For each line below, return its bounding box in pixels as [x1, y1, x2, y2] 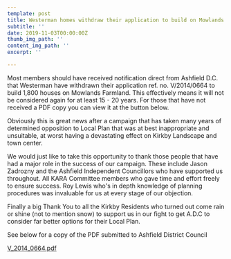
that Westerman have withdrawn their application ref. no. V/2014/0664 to [7, 81, 216, 89]
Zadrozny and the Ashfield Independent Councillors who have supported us [7, 167, 223, 175]
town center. [7, 139, 43, 147]
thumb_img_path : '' [7, 36, 64, 43]
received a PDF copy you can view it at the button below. [7, 103, 169, 111]
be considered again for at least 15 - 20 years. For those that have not [7, 96, 206, 104]
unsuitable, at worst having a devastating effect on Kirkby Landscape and [7, 131, 217, 139]
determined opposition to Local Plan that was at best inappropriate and [7, 124, 210, 132]
